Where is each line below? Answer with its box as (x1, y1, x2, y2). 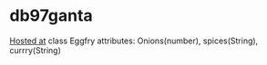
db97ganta (9, 5, 93, 26)
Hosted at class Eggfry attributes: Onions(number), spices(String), (9, 35, 259, 46)
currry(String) (9, 44, 62, 55)
